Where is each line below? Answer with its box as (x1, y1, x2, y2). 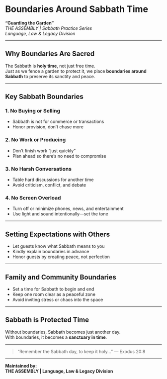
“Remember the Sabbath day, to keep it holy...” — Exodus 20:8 (17, 348, 146, 354)
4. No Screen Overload (5, 194, 61, 201)
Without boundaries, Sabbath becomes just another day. (5, 329, 121, 335)
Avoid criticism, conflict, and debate (12, 182, 86, 188)
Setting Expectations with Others (5, 230, 110, 238)
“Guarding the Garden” (5, 20, 54, 26)
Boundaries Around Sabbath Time (5, 3, 148, 15)
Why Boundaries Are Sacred (5, 50, 95, 58)
